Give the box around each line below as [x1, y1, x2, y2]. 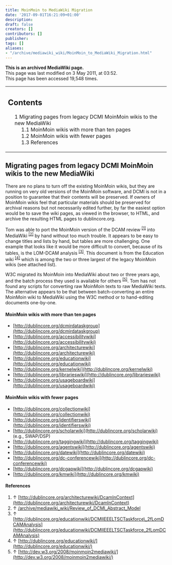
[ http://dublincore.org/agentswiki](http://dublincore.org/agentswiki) [12, 444, 156, 450]
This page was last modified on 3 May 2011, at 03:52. [5, 70, 118, 76]
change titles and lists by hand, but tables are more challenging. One [5, 238, 150, 244]
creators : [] [5, 27, 33, 32]
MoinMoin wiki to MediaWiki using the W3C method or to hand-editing [5, 294, 154, 300]
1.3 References [21, 139, 58, 146]
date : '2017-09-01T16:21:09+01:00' [5, 12, 81, 17]
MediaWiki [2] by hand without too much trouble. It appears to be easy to [5, 232, 159, 239]
